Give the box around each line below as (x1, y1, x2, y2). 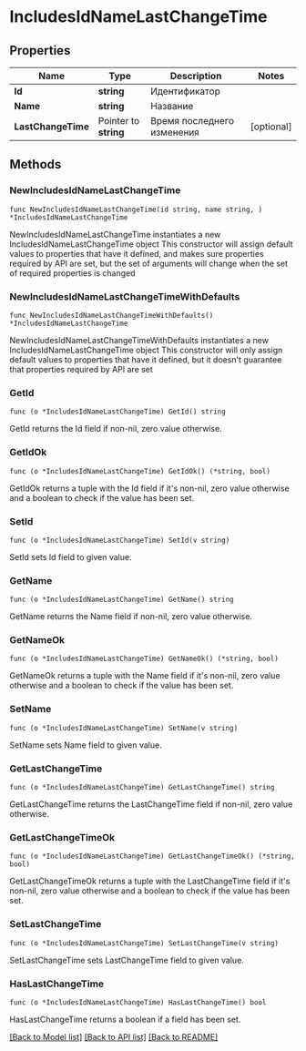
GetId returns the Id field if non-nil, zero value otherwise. (9, 423, 223, 434)
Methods (9, 157, 62, 172)
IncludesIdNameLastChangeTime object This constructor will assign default (9, 239, 293, 250)
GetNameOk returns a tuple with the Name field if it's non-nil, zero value (9, 670, 280, 681)
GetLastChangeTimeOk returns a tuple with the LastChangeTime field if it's (9, 876, 291, 887)
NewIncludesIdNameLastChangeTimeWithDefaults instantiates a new (9, 334, 269, 345)
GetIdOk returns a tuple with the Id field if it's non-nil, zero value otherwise (9, 483, 290, 494)
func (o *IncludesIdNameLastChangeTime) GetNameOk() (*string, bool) (9, 654, 280, 664)
